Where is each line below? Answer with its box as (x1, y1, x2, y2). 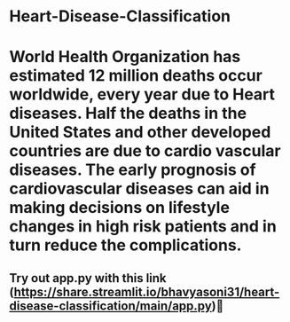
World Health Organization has (9, 47, 241, 67)
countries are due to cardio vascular (9, 141, 281, 161)
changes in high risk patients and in (9, 216, 277, 237)
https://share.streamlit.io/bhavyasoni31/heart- (13, 284, 280, 299)
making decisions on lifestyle (9, 198, 231, 218)
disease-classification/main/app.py (9, 298, 213, 313)
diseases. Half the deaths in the (9, 104, 247, 123)
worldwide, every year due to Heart (9, 84, 276, 105)
